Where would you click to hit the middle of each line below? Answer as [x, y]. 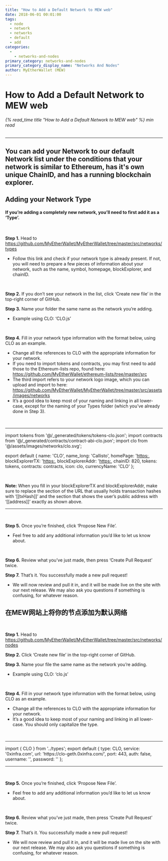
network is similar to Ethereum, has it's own [75, 167]
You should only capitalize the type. [61, 724]
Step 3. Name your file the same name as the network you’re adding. [76, 664]
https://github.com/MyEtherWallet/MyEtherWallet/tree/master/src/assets [87, 390]
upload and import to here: [40, 385]
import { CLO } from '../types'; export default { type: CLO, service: [73, 748]
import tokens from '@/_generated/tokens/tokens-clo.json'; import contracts [84, 435]
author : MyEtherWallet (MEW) [35, 70]
